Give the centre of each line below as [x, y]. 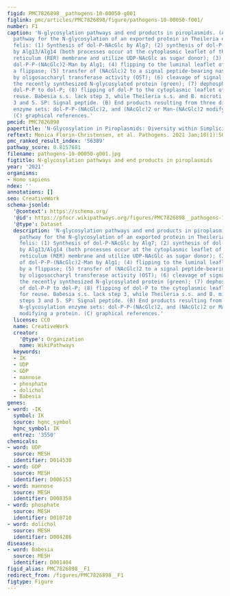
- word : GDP [24, 467]
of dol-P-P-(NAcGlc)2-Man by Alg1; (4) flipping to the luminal [113, 262]
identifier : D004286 [42, 537]
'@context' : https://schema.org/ [61, 211]
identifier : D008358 [42, 498]
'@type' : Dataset [38, 224]
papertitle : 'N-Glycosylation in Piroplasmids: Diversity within [102, 128]
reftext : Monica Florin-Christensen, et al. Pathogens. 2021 [96, 135]
